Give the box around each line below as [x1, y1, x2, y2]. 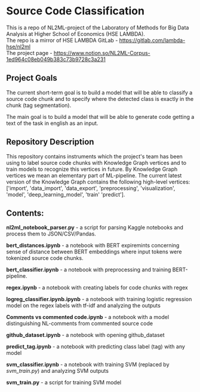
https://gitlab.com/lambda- [119, 36, 186, 44]
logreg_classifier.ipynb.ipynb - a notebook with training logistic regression [6, 296, 192, 303]
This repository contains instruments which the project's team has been [6, 152, 183, 160]
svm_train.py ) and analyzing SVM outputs [6, 367, 109, 375]
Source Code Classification [6, 4, 145, 18]
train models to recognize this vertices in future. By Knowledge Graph [6, 166, 178, 173]
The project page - [6, 49, 53, 56]
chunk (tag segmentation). [6, 102, 72, 109]
